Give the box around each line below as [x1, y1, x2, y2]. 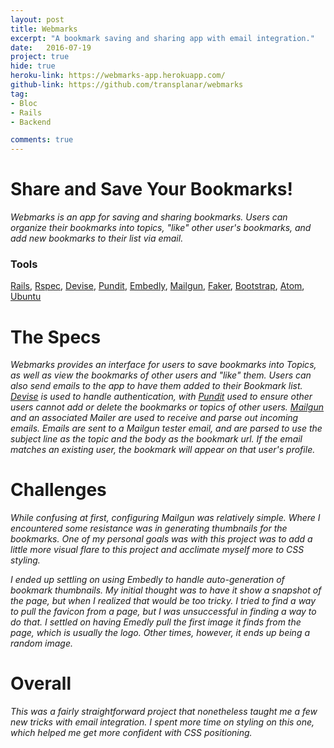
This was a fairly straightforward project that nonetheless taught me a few [10, 706, 318, 718]
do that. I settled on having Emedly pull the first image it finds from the [10, 616, 302, 628]
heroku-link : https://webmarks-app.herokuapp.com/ [10, 71, 226, 81]
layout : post [10, 14, 65, 25]
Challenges [10, 479, 107, 501]
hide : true [10, 61, 56, 71]
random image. [10, 637, 74, 650]
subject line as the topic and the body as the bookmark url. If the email [10, 433, 303, 445]
